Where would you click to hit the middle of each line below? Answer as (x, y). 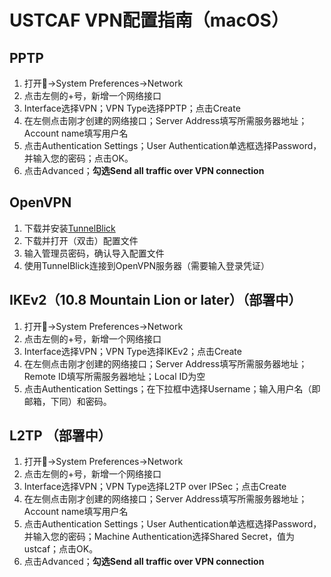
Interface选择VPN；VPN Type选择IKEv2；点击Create (132, 351)
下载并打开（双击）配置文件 (81, 240)
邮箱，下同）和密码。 (67, 401)
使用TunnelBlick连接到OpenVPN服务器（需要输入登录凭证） (146, 265)
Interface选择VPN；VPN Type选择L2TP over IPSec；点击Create (155, 487)
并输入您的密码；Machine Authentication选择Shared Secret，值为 (159, 537)
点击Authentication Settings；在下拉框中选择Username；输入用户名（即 (172, 388)
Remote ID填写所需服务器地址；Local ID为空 (114, 376)
